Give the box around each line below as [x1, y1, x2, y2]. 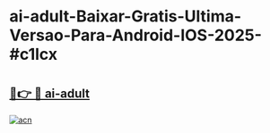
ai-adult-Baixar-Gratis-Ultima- [9, 6, 242, 27]
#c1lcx [9, 45, 58, 64]
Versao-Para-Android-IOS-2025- [9, 25, 263, 46]
